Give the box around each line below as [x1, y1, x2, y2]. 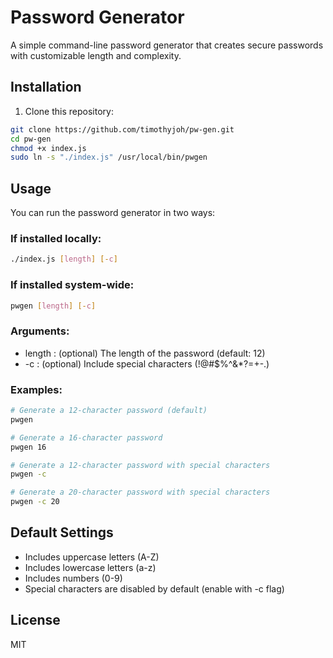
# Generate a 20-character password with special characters [10, 487, 271, 498]
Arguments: [10, 324, 70, 338]
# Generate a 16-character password [10, 432, 163, 443]
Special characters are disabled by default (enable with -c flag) [24, 582, 285, 595]
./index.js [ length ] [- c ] [10, 254, 118, 265]
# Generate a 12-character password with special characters [10, 460, 271, 470]
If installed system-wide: [10, 278, 135, 292]
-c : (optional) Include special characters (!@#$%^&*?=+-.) [24, 357, 270, 370]
